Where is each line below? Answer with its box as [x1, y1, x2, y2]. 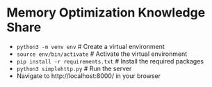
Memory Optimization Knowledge [6, 5, 206, 21]
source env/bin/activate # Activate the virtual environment [16, 50, 188, 58]
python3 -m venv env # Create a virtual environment [16, 42, 165, 50]
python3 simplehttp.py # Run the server [16, 64, 132, 72]
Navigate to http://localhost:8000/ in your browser [16, 71, 161, 80]
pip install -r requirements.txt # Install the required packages [16, 57, 204, 65]
